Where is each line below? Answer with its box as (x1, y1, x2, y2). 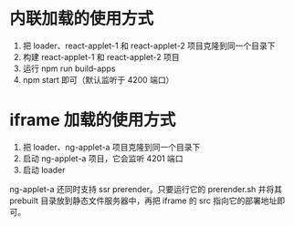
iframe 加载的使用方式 (9, 110, 176, 130)
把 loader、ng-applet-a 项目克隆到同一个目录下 (22, 141, 201, 152)
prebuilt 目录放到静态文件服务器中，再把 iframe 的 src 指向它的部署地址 (9, 195, 278, 206)
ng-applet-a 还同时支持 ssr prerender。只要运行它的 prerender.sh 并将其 (9, 183, 283, 194)
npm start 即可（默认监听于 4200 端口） (22, 74, 174, 85)
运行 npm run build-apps (22, 63, 116, 74)
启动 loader (22, 164, 66, 175)
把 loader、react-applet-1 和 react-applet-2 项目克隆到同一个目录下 (22, 40, 276, 51)
